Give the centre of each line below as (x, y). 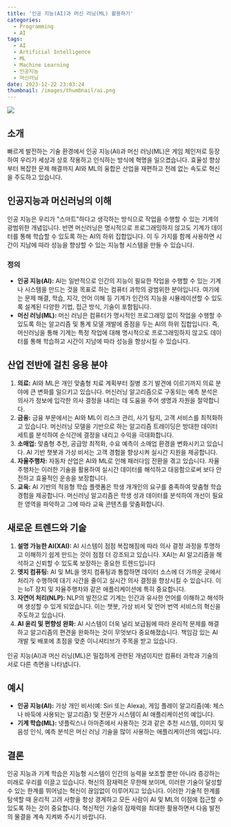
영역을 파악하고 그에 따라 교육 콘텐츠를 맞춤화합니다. (94, 504)
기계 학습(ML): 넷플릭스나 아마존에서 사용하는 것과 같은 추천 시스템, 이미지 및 (120, 723)
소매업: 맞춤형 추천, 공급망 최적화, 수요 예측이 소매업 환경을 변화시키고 (111, 444)
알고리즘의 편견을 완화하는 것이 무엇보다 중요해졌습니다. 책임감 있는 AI (124, 632)
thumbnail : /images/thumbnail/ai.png (61, 91)
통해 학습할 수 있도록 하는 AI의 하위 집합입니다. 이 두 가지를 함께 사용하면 (117, 236)
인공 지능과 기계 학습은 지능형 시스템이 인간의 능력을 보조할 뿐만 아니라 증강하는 (114, 774)
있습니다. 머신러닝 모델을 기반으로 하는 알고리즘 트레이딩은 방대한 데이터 (121, 426)
